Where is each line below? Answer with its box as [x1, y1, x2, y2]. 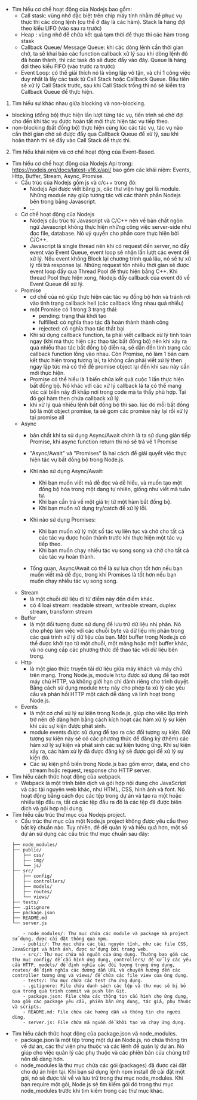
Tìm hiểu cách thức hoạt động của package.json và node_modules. [11, 1030, 177, 1037]
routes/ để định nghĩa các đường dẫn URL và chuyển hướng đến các [11, 967, 181, 973]
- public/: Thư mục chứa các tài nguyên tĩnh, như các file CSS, [23, 941, 189, 947]
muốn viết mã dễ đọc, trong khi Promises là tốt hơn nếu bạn [29, 571, 177, 578]
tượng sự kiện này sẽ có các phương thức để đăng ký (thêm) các [29, 735, 189, 742]
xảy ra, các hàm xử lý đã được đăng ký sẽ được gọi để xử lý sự [29, 747, 184, 755]
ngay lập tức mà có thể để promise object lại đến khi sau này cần [29, 363, 190, 370]
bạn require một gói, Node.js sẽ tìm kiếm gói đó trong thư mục [20, 1081, 174, 1087]
